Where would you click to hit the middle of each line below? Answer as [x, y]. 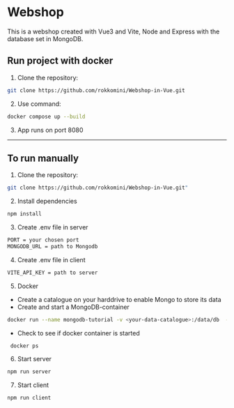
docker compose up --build [46, 116]
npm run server [29, 372]
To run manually [43, 158]
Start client [33, 385]
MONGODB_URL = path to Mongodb [53, 246]
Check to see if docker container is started [79, 333]
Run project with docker [60, 61]
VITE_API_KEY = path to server [53, 273]
